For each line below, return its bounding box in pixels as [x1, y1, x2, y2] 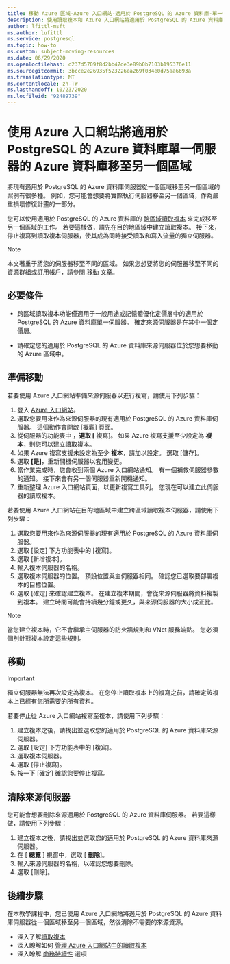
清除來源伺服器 [7, 791, 71, 802]
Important [7, 674, 35, 682]
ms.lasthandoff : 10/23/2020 [7, 86, 88, 93]
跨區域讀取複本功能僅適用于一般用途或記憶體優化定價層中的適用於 [16, 309, 203, 317]
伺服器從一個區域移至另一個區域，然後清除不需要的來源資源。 [12, 918, 187, 926]
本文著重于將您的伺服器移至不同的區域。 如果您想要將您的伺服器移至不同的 [7, 259, 219, 267]
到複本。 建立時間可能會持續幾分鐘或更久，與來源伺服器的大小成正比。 [16, 597, 217, 606]
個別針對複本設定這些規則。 [7, 634, 86, 642]
